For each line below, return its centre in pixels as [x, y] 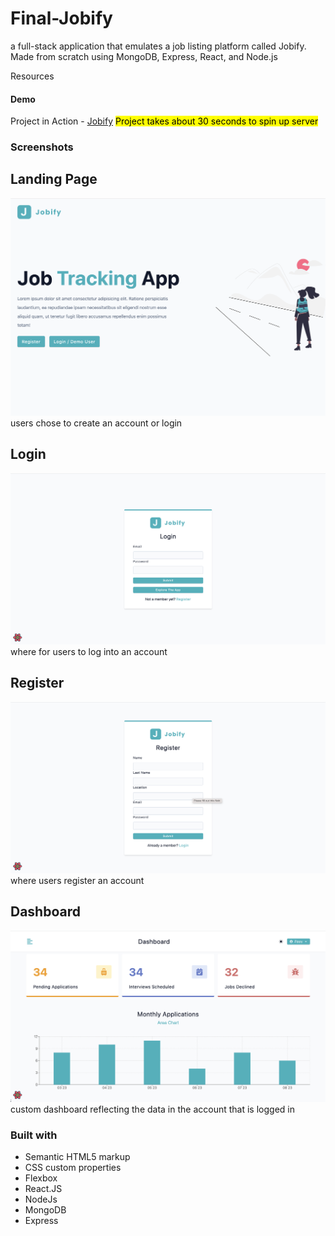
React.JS [43, 1188]
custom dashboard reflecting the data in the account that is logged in [152, 1109]
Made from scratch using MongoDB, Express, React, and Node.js [144, 56]
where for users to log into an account [89, 651]
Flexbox [41, 1178]
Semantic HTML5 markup [77, 1156]
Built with [34, 1135]
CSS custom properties [73, 1167]
